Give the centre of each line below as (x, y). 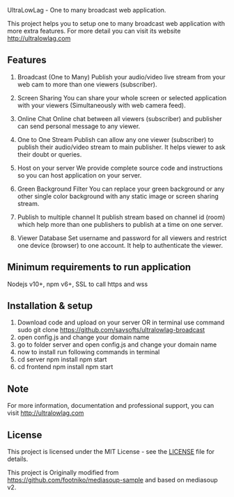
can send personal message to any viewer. (79, 126)
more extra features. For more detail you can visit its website (94, 31)
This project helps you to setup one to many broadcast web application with (116, 23)
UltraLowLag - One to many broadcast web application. (87, 10)
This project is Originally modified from (63, 473)
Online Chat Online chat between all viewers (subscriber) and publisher (120, 118)
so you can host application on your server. (79, 175)
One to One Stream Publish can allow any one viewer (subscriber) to (115, 139)
